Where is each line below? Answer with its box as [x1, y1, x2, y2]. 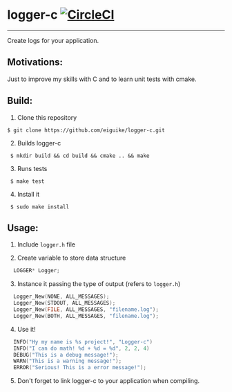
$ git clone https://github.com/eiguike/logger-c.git [7, 127, 166, 134]
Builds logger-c [17, 139, 61, 147]
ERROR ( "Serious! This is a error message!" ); [13, 364, 147, 371]
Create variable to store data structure [17, 253, 126, 262]
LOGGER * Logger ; [13, 267, 60, 274]
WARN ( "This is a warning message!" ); [13, 357, 122, 365]
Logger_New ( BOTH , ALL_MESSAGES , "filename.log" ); [13, 312, 159, 319]
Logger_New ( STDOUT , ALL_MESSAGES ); [13, 300, 116, 307]
